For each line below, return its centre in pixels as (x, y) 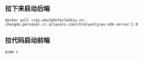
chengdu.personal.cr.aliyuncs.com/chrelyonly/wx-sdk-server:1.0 (71, 24)
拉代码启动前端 (27, 40)
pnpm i (12, 52)
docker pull (17, 20)
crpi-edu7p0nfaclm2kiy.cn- (58, 20)
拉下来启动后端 (27, 9)
